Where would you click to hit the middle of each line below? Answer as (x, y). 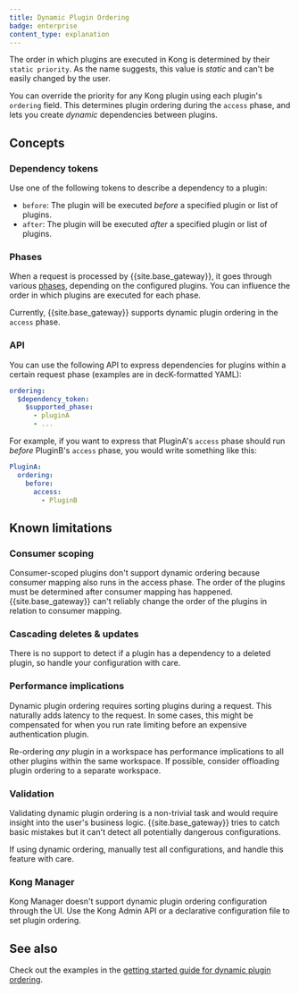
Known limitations (61, 528)
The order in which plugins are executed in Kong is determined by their (140, 60)
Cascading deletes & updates (74, 634)
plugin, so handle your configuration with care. (95, 663)
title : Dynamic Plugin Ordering (69, 17)
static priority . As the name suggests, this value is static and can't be (142, 69)
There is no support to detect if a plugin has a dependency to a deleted (140, 653)
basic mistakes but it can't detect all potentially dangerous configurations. (145, 831)
